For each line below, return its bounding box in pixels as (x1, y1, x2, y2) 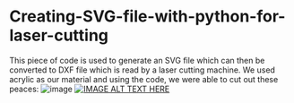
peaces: (9, 83, 39, 94)
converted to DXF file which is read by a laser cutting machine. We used (9, 64, 276, 75)
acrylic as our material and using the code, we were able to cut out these (9, 73, 279, 84)
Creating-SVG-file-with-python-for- (9, 6, 286, 27)
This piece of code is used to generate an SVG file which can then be (9, 55, 265, 65)
